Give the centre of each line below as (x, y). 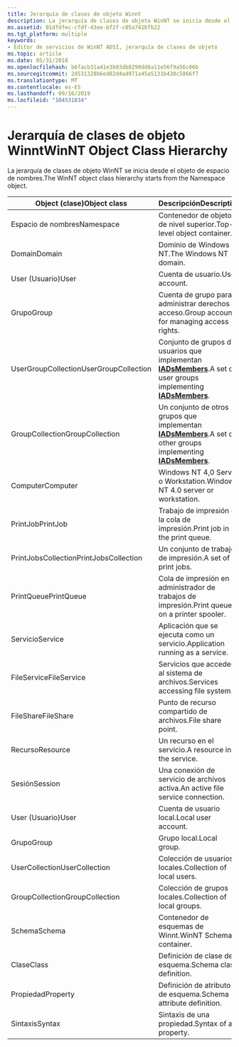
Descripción (179, 203)
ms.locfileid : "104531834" (47, 101)
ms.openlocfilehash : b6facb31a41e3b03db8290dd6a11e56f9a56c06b (103, 67)
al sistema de (180, 673)
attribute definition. (190, 1003)
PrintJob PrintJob (39, 524)
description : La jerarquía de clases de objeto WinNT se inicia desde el (119, 21)
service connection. (192, 796)
